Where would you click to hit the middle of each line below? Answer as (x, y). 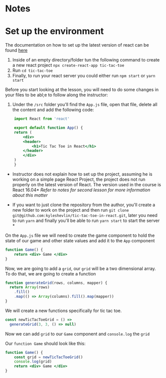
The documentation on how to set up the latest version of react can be (77, 45)
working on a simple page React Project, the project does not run (79, 179)
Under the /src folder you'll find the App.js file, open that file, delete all (85, 105)
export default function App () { (49, 128)
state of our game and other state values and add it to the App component (80, 240)
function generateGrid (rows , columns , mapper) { (56, 283)
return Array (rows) (30, 287)
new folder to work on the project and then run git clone (71, 210)
